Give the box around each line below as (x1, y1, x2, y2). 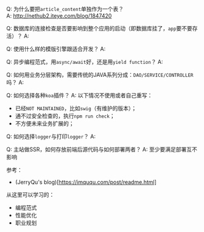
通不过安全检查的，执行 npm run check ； (15, 112, 115, 119)
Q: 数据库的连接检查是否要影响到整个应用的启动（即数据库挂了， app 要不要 (6, 25, 193, 32)
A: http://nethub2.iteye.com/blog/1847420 (6, 12, 112, 19)
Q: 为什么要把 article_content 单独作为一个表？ (6, 5, 124, 12)
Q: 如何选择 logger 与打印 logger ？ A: (6, 133, 96, 140)
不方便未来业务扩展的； (15, 120, 74, 127)
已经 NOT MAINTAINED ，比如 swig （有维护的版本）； (15, 105, 137, 111)
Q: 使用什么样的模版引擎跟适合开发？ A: (6, 45, 106, 52)
